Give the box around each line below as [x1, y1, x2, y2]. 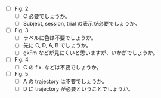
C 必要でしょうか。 [23, 13, 71, 20]
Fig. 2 [14, 5, 29, 12]
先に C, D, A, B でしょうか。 [23, 42, 92, 49]
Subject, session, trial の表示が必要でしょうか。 [23, 20, 141, 27]
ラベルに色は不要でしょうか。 [23, 34, 97, 41]
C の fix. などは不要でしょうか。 [23, 63, 102, 71]
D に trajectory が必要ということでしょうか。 [23, 85, 134, 92]
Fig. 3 [14, 27, 29, 34]
